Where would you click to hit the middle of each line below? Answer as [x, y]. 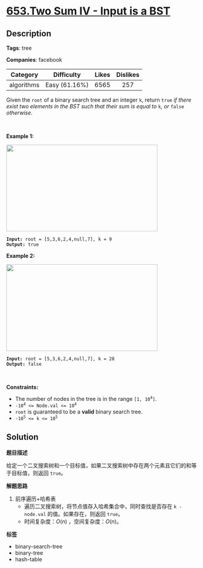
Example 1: [20, 136]
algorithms [24, 85]
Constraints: [22, 387]
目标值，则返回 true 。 [39, 473]
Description [29, 34]
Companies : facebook [34, 60]
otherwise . [20, 113]
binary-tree [29, 553]
